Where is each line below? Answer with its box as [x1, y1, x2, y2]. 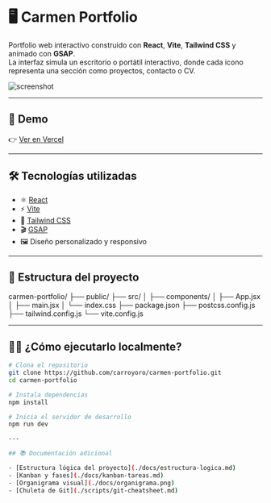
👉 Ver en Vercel [8, 134, 65, 143]
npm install [8, 398, 48, 406]
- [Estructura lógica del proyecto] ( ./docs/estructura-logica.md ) [8, 464, 236, 472]
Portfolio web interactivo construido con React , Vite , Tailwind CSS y [8, 39, 236, 50]
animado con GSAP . [8, 48, 76, 58]
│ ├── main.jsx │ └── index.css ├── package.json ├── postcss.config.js [8, 301, 256, 310]
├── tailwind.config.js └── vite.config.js [8, 309, 144, 318]
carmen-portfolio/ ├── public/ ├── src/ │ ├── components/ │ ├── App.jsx [8, 292, 261, 301]
